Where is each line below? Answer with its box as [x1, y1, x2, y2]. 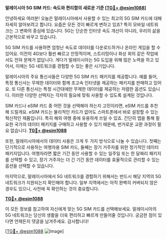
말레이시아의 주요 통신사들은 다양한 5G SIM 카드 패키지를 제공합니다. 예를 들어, [5, 74, 158, 79]
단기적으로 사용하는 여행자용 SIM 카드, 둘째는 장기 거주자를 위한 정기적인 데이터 [5, 144, 159, 150]
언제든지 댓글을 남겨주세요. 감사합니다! [14, 218, 89, 224]
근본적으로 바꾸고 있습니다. [5, 34, 57, 40]
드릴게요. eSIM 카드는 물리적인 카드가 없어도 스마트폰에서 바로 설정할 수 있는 [10, 109, 159, 115]
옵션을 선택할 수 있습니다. [5, 163, 55, 169]
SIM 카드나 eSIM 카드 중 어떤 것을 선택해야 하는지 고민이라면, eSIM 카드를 [5, 103, 149, 109]
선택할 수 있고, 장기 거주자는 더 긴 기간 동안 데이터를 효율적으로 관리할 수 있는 [10, 157, 160, 163]
